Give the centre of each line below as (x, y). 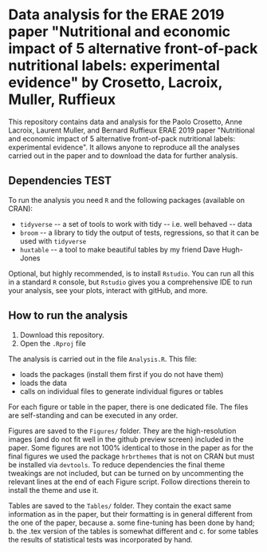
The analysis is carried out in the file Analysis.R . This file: (103, 359)
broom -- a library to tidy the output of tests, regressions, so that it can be (139, 232)
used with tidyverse (53, 240)
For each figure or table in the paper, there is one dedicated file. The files (128, 407)
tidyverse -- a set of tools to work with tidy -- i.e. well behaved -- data (136, 224)
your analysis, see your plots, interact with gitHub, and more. (108, 290)
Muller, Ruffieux (62, 99)
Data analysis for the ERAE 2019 (116, 15)
